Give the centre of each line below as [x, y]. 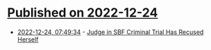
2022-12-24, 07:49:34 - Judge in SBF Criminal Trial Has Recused [110, 32]
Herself [28, 39]
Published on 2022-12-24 [83, 13]
